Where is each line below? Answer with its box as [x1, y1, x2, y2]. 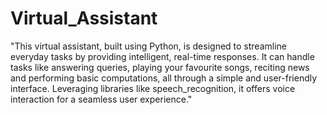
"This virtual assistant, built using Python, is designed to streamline [10, 40, 288, 52]
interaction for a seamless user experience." [10, 93, 193, 105]
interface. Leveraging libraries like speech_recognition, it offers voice [10, 82, 296, 94]
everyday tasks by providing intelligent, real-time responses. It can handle [10, 50, 315, 62]
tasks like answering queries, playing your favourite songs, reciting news [10, 61, 310, 73]
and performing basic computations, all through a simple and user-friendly [10, 72, 318, 84]
